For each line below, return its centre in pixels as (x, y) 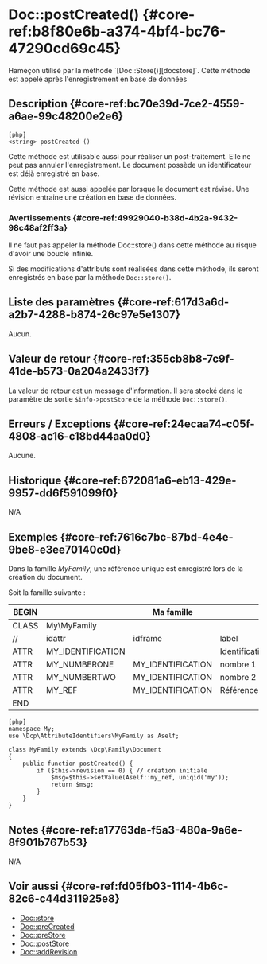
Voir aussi (33, 886)
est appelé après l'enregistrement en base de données (98, 79)
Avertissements (40, 218)
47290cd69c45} (65, 49)
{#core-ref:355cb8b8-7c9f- (163, 359)
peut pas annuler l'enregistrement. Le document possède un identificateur (130, 165)
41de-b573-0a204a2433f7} (79, 371)
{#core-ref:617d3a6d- (173, 303)
